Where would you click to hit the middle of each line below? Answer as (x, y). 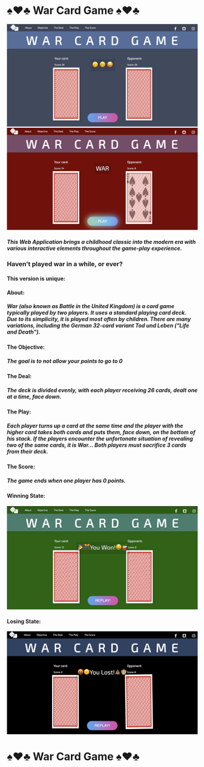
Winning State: (26, 496)
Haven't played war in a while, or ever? (65, 264)
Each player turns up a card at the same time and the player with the (95, 426)
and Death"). (24, 332)
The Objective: (26, 347)
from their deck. (28, 451)
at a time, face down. (34, 397)
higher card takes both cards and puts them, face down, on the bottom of (101, 432)
